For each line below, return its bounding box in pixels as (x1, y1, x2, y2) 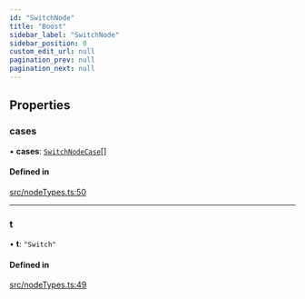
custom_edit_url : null (9, 47, 95, 56)
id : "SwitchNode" (9, 13, 75, 23)
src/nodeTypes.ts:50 (9, 186, 86, 197)
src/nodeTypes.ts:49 (9, 279, 87, 291)
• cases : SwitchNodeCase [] (9, 145, 107, 156)
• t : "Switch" (9, 238, 57, 250)
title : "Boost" (9, 22, 67, 31)
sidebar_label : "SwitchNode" (9, 30, 120, 39)
